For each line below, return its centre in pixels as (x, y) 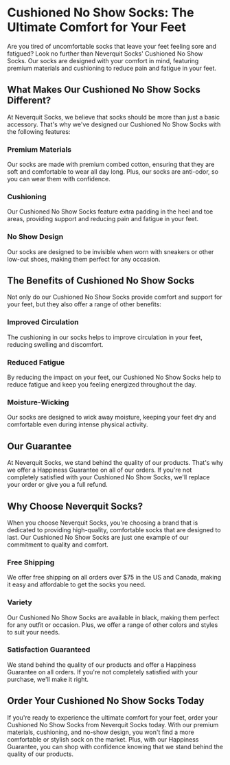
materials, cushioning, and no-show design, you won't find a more (101, 732)
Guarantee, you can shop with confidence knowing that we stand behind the (115, 746)
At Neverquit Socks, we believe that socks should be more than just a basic (114, 117)
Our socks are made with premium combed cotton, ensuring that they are (111, 164)
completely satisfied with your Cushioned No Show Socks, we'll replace (108, 477)
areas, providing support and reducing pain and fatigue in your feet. (103, 219)
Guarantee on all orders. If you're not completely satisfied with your (103, 672)
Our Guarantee (39, 446)
